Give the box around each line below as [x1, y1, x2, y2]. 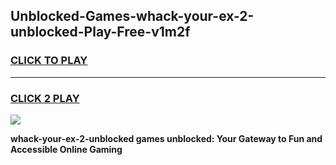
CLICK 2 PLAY [10, 91, 80, 105]
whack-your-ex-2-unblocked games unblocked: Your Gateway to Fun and [10, 132, 323, 144]
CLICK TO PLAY [10, 54, 88, 68]
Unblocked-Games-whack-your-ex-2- [10, 8, 255, 25]
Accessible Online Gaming [10, 143, 123, 155]
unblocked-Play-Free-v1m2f [10, 24, 191, 41]
